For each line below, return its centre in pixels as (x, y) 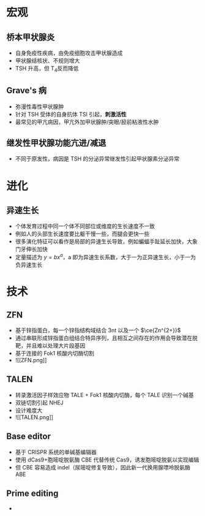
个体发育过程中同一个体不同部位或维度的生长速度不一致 (85, 226)
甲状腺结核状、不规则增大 (47, 61)
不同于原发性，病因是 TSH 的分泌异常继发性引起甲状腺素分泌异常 (97, 159)
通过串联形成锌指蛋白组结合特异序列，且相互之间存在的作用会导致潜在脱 (106, 338)
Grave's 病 (27, 90)
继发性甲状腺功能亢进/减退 (56, 143)
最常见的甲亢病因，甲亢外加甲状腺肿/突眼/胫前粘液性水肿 (87, 122)
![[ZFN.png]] (31, 360)
